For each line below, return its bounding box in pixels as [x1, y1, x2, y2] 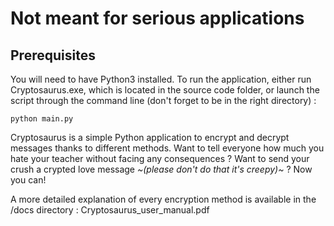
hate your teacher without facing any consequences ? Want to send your [10, 153, 310, 164]
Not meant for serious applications [10, 7, 305, 30]
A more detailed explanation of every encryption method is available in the [10, 193, 317, 205]
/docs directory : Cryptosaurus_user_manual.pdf [10, 204, 210, 216]
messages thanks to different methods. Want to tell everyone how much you [10, 142, 325, 154]
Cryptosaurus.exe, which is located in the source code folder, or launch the [10, 84, 320, 96]
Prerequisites [10, 47, 96, 64]
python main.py [10, 114, 74, 124]
